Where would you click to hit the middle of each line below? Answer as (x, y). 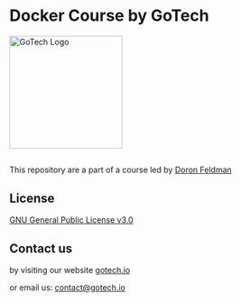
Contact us (41, 248)
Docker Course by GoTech (109, 16)
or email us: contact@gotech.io (68, 287)
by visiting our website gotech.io (70, 270)
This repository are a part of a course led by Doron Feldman (120, 170)
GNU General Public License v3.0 (71, 220)
